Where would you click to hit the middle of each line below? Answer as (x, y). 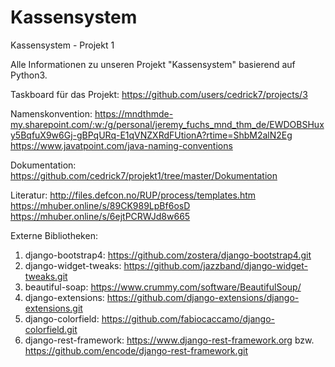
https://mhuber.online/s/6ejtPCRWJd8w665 (100, 216)
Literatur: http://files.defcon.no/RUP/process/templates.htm (133, 195)
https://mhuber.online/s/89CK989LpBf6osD (100, 205)
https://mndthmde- (134, 113)
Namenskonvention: (51, 113)
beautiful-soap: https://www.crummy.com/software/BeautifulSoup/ (163, 287)
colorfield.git (51, 329)
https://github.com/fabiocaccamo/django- (188, 318)
